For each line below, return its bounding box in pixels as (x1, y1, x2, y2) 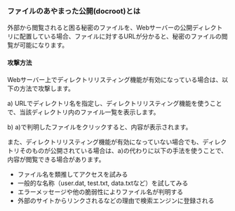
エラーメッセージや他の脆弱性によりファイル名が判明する (17, 187, 184, 196)
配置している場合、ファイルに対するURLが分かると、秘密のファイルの (19, 32, 222, 41)
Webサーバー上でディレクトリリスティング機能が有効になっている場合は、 (7, 75, 222, 83)
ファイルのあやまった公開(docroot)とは (7, 6, 140, 15)
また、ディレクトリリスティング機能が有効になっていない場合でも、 (7, 137, 203, 146)
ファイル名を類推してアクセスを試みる (17, 170, 128, 178)
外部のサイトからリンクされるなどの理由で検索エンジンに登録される (17, 196, 215, 205)
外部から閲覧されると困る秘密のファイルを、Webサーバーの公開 (7, 23, 193, 32)
